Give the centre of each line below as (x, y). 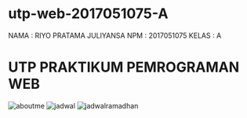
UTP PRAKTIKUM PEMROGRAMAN (124, 67)
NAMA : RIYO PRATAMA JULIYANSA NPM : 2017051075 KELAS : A (115, 35)
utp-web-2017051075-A (88, 14)
